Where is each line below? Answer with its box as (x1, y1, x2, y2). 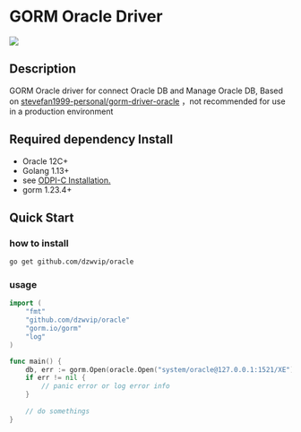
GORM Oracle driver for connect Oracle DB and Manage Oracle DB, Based (9, 85, 284, 96)
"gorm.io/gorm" (25, 324, 82, 333)
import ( (9, 298, 42, 308)
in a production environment (9, 106, 114, 117)
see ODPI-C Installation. (21, 175, 111, 186)
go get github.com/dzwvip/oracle (9, 257, 134, 266)
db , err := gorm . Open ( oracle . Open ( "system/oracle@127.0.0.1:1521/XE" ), (25, 365, 298, 374)
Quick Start (9, 210, 74, 225)
